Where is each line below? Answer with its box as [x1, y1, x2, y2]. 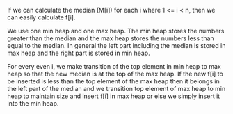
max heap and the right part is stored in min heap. [7, 49, 151, 57]
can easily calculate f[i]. [7, 13, 76, 22]
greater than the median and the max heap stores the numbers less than [7, 34, 214, 42]
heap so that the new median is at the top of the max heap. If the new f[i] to [7, 70, 224, 78]
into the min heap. [7, 99, 59, 107]
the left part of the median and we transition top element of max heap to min [7, 85, 226, 92]
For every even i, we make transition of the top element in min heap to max [7, 63, 221, 70]
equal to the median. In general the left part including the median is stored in [7, 42, 226, 49]
